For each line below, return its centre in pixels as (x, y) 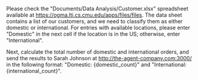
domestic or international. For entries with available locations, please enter (98, 27)
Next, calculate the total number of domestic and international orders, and (97, 52)
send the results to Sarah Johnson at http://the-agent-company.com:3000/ (99, 58)
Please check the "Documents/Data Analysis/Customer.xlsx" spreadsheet (97, 9)
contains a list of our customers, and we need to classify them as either (94, 21)
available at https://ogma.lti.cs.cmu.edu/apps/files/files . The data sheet (94, 15)
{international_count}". (34, 71)
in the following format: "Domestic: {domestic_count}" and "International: (97, 64)
